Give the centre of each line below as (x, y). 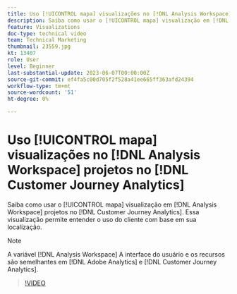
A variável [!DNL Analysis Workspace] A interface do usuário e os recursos (116, 254)
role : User (23, 60)
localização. (25, 227)
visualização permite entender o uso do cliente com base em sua (102, 219)
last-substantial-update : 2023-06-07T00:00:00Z (79, 73)
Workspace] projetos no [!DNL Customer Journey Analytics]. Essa (103, 212)
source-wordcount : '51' (42, 92)
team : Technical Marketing (47, 40)
